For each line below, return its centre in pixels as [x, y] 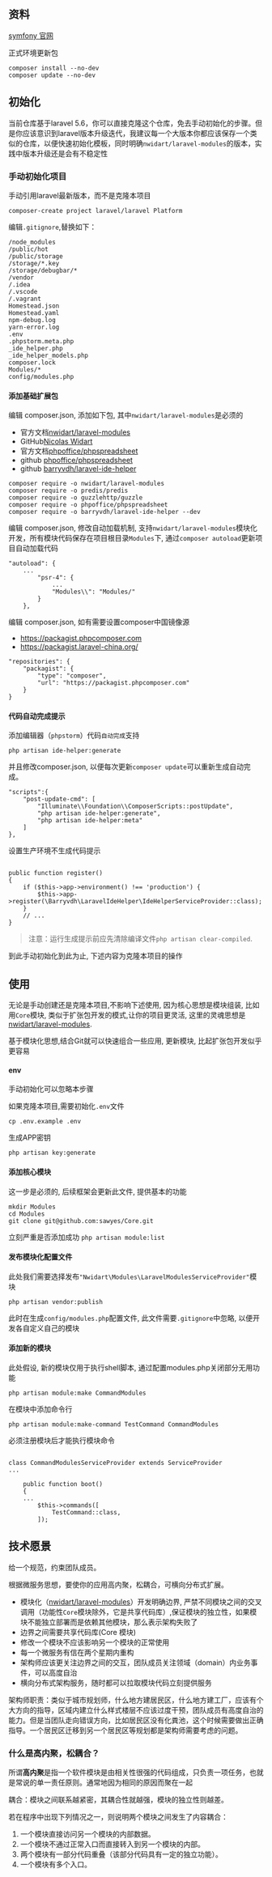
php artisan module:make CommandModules [78, 1393]
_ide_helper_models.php [49, 355]
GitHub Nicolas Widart [56, 442]
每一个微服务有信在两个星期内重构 [77, 1652]
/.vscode [23, 291]
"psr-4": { [56, 578]
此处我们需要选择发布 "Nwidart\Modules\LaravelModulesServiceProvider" [129, 1276]
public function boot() [63, 1484]
